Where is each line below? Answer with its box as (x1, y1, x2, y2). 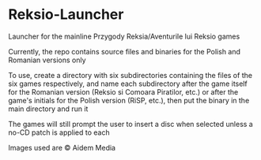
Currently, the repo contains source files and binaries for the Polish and (8, 47, 241, 56)
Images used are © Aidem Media (8, 143, 116, 152)
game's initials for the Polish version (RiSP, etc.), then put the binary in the (8, 95, 250, 105)
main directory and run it (8, 104, 89, 113)
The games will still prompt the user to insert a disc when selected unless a (8, 119, 253, 128)
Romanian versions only (8, 55, 86, 65)
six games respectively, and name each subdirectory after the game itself (8, 79, 248, 88)
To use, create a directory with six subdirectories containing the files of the (8, 70, 253, 80)
